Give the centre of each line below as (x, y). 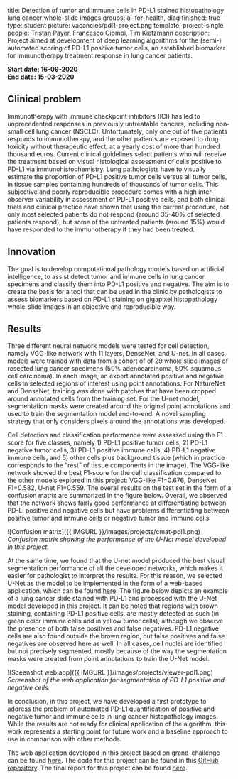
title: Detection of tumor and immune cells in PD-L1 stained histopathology (116, 10)
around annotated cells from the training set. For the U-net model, (104, 399)
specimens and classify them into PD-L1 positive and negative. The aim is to (118, 284)
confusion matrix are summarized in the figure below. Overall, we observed (117, 496)
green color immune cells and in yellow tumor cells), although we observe (115, 621)
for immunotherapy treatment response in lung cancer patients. (100, 55)
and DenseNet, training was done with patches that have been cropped (112, 391)
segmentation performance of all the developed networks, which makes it (115, 568)
